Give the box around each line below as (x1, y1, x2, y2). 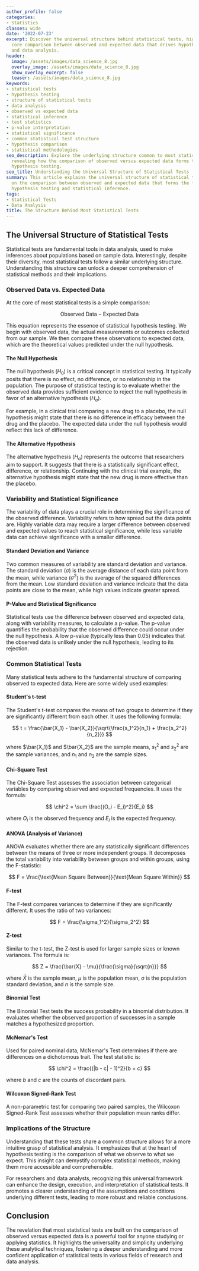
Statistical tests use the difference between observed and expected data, (6, 614, 185, 621)
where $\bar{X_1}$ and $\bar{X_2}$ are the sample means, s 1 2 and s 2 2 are (6, 742, 188, 752)
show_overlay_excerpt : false (11, 70, 84, 75)
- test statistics (6, 119, 52, 125)
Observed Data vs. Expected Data (6, 285, 105, 294)
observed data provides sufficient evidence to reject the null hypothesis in (6, 388, 187, 395)
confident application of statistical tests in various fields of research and (6, 1252, 182, 1259)
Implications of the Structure (6, 1124, 91, 1132)
